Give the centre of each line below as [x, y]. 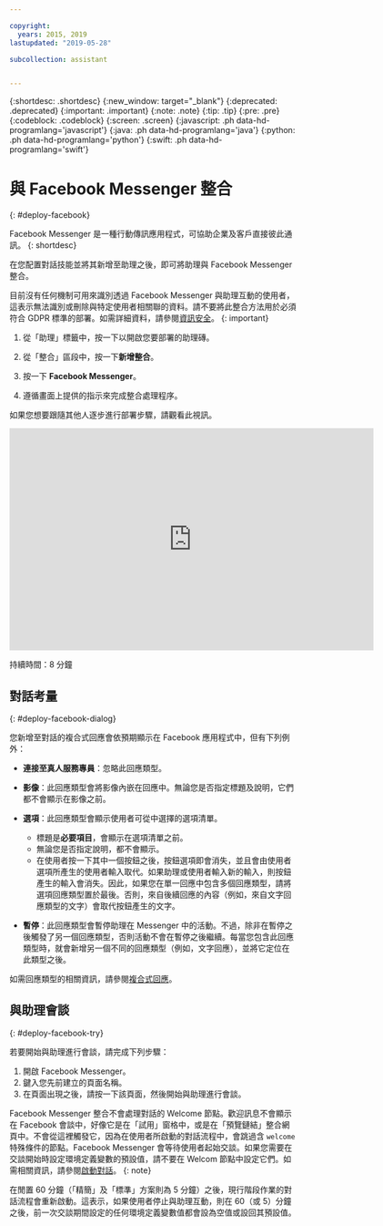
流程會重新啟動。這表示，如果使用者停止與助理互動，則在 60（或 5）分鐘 [154, 1200]
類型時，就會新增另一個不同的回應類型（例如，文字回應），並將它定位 [152, 948]
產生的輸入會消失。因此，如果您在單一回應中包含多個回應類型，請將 [164, 883]
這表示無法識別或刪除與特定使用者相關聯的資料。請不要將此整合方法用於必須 [153, 307]
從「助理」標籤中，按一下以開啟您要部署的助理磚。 [118, 337]
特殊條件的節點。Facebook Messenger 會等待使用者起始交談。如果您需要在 [151, 1147]
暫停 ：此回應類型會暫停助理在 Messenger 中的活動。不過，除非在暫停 [153, 925]
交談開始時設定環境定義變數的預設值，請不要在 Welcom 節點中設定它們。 [146, 1159]
